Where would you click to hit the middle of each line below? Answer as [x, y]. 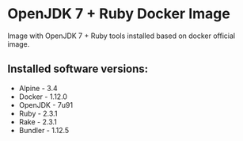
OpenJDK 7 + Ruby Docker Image [119, 14]
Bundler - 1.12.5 [44, 130]
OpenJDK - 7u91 [46, 105]
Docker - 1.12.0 [43, 97]
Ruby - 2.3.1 [38, 113]
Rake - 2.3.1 [38, 122]
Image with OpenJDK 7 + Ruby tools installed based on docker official [121, 36]
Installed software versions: [78, 69]
